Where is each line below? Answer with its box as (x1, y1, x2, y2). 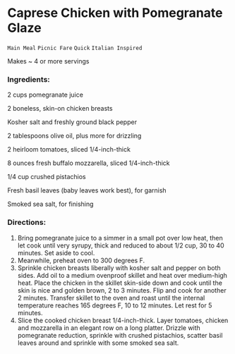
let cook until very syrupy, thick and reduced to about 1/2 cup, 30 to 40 (17, 241, 224, 250)
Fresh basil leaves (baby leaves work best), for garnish (7, 186, 167, 195)
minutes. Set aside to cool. (17, 248, 95, 257)
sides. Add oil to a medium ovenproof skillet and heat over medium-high (17, 271, 228, 279)
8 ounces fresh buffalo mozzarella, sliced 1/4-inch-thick (7, 159, 171, 167)
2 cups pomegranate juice (7, 90, 83, 99)
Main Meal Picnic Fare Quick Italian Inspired (7, 44, 143, 51)
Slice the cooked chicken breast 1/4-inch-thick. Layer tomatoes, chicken (17, 316, 229, 324)
